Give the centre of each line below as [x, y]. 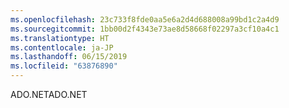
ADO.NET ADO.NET [49, 94]
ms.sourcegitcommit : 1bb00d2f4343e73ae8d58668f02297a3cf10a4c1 [145, 29]
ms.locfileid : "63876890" [64, 66]
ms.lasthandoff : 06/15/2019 [69, 57]
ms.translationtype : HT [60, 38]
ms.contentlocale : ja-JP [62, 47]
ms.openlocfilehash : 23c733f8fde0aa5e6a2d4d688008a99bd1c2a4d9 [145, 19]
